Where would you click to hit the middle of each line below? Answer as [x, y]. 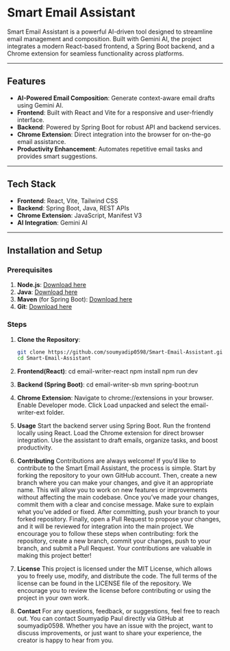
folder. [56, 413]
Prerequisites [30, 270]
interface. [30, 120]
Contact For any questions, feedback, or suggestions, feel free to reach [118, 611]
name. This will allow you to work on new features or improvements [112, 490]
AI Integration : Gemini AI [52, 222]
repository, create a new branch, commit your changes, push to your [114, 541]
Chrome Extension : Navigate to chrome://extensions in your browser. [115, 398]
